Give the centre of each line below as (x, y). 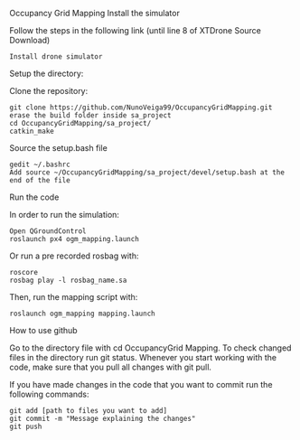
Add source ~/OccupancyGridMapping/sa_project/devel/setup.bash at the (147, 173)
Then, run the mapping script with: (74, 297)
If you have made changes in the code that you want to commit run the (141, 384)
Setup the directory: (47, 73)
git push (26, 426)
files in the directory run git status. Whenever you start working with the (143, 357)
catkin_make (32, 131)
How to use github (44, 330)
